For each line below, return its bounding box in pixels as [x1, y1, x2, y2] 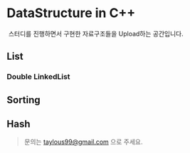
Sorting [6, 94, 41, 106]
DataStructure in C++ [6, 5, 136, 21]
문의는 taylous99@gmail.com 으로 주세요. [23, 137, 143, 147]
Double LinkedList [6, 72, 70, 82]
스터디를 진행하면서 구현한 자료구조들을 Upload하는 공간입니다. [8, 29, 184, 38]
